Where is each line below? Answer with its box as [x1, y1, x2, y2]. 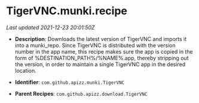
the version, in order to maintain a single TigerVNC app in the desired [14, 61, 186, 68]
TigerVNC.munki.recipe [6, 4, 127, 18]
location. [14, 67, 37, 74]
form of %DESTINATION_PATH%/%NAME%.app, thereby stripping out [14, 54, 189, 61]
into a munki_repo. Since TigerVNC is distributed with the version [14, 42, 176, 49]
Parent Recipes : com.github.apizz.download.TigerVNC [14, 90, 148, 97]
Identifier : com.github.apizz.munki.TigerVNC [14, 79, 124, 86]
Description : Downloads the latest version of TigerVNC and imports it [14, 35, 187, 42]
